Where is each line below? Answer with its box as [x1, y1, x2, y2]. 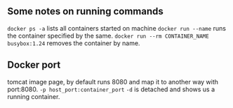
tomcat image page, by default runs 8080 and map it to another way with [7, 77, 219, 86]
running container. [7, 92, 60, 100]
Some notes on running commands [7, 6, 164, 17]
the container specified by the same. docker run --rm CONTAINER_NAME [7, 31, 209, 40]
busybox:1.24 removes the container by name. [7, 38, 140, 47]
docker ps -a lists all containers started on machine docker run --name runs [7, 24, 227, 32]
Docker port [7, 59, 61, 71]
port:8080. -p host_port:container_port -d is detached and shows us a [7, 85, 215, 93]
